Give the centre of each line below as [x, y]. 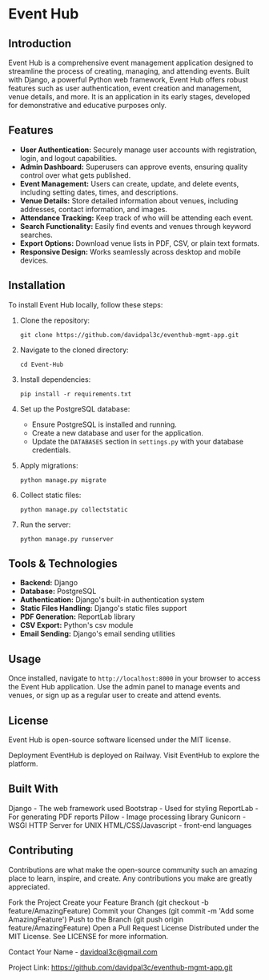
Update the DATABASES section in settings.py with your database [138, 441]
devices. [34, 260]
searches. [36, 235]
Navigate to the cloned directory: [74, 350]
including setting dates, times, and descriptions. [99, 192]
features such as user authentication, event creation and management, [125, 88]
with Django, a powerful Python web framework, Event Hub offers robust [128, 80]
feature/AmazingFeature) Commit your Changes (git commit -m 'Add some [131, 910]
